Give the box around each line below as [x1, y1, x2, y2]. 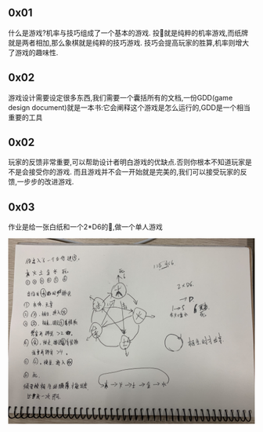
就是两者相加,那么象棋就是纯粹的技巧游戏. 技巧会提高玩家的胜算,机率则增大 [8, 38, 250, 47]
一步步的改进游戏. [16, 177, 74, 187]
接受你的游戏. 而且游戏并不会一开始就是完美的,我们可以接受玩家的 [28, 167, 241, 177]
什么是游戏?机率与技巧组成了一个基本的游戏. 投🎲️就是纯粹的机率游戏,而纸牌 [8, 27, 249, 38]
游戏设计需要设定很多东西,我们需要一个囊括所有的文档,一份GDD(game [8, 93, 233, 102]
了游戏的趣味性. [8, 47, 59, 57]
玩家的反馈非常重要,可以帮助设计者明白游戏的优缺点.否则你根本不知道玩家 [8, 157, 246, 167]
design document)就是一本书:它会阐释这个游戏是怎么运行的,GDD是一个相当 [8, 102, 250, 112]
